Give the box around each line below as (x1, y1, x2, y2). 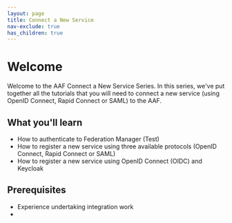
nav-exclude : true (7, 23, 60, 30)
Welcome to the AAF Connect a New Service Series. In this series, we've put (7, 82, 225, 90)
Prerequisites (7, 184, 66, 196)
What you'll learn (7, 117, 83, 128)
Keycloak (17, 164, 43, 173)
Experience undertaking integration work (17, 202, 134, 211)
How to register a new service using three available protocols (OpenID (17, 142, 217, 151)
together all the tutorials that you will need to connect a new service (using (7, 89, 220, 97)
